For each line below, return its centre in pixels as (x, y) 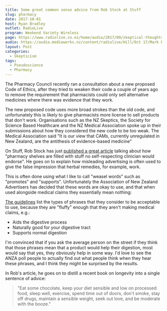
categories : (17, 51)
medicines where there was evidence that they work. (59, 100)
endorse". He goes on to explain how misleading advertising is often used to (83, 161)
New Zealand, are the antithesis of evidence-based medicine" (69, 141)
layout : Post (19, 47)
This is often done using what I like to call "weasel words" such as (73, 176)
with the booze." (34, 304)
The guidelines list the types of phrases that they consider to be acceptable (83, 202)
